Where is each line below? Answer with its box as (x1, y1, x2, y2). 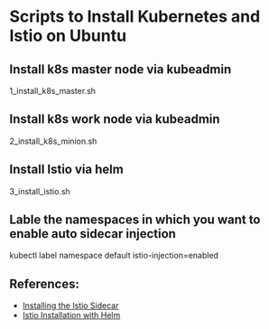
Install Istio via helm (9, 162, 124, 177)
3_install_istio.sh (9, 185, 70, 196)
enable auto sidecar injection (9, 226, 176, 241)
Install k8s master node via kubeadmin (9, 61, 232, 77)
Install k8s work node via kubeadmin (9, 111, 220, 127)
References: (9, 276, 79, 291)
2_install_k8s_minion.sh (9, 136, 97, 146)
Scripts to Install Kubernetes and (9, 6, 261, 27)
